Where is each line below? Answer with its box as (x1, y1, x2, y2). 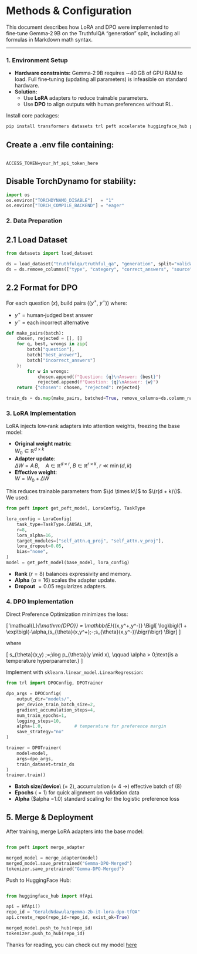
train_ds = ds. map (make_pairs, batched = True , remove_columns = (6, 395, 161, 402)
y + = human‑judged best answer (14, 311, 93, 318)
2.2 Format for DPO (6, 283, 78, 293)
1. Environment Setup (6, 56, 69, 64)
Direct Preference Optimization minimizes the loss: (6, 611, 128, 618)
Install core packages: (6, 112, 60, 119)
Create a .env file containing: (6, 140, 114, 150)
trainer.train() (6, 772, 46, 778)
